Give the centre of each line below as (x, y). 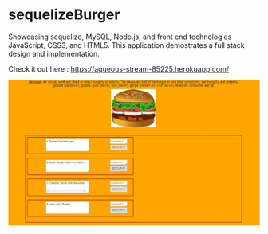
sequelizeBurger (64, 15)
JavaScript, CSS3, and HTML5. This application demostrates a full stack (126, 45)
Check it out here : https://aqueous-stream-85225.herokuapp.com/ (119, 68)
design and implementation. (54, 53)
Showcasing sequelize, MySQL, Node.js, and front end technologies (120, 37)
